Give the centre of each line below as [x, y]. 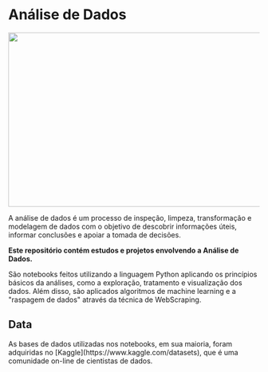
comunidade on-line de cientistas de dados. [81, 361]
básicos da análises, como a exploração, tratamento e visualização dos [125, 282]
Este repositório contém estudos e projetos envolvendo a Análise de [124, 250]
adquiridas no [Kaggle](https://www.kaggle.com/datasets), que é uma [123, 352]
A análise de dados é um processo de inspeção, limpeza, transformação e [130, 217]
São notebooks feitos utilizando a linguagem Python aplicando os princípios [133, 274]
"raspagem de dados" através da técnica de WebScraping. [105, 300]
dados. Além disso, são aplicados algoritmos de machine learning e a [122, 291]
